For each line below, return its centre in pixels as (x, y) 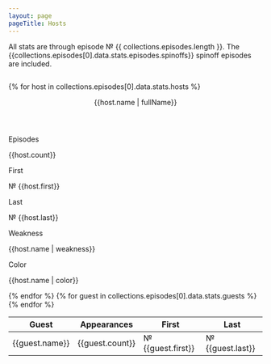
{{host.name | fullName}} (135, 102)
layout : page (30, 16)
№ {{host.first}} (34, 186)
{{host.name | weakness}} (52, 248)
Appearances (106, 324)
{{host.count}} (32, 154)
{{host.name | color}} (44, 280)
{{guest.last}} (230, 348)
